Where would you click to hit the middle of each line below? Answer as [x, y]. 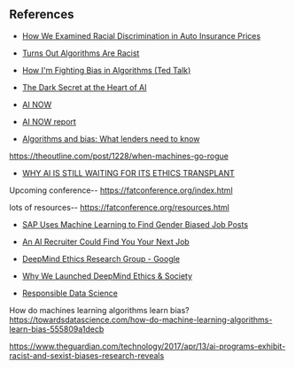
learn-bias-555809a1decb [57, 329]
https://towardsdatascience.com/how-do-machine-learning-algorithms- [141, 319]
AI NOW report [49, 121]
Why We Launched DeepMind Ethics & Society [107, 276]
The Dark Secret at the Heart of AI [84, 87]
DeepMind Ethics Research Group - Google [101, 258]
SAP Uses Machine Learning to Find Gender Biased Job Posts [135, 224]
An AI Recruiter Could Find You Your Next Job [106, 242]
